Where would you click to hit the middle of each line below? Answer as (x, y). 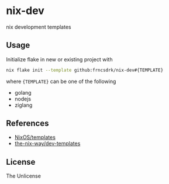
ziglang (23, 105)
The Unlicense (23, 176)
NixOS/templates (35, 137)
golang (23, 92)
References (27, 124)
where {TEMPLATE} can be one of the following (61, 81)
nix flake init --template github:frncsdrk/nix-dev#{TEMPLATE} (85, 70)
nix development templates (39, 27)
